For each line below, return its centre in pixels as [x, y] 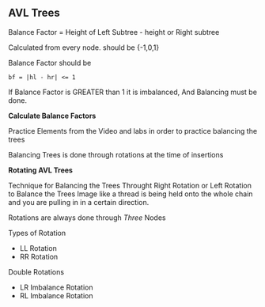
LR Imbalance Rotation [56, 287]
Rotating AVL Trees [41, 170]
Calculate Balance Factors [52, 116]
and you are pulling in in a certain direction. [79, 202]
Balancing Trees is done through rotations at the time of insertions [116, 154]
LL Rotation [38, 248]
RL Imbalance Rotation [56, 295]
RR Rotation [39, 256]
